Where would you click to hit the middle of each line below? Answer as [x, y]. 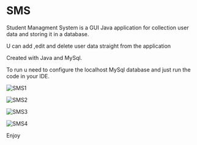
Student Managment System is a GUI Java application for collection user [98, 28]
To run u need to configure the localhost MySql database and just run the [98, 69]
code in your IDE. [28, 76]
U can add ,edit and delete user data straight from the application [89, 46]
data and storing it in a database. [48, 34]
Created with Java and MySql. [44, 58]
